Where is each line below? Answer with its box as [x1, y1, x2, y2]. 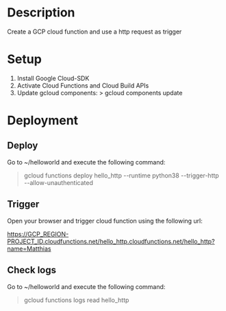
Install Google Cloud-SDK [16, 74, 90, 82]
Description [7, 5, 75, 21]
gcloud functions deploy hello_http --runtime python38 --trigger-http [23, 171, 219, 179]
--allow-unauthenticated [23, 178, 94, 186]
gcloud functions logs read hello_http [23, 296, 129, 304]
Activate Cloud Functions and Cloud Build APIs [16, 81, 149, 90]
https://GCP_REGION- [7, 229, 69, 238]
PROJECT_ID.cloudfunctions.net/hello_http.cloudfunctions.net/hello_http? [7, 237, 215, 245]
